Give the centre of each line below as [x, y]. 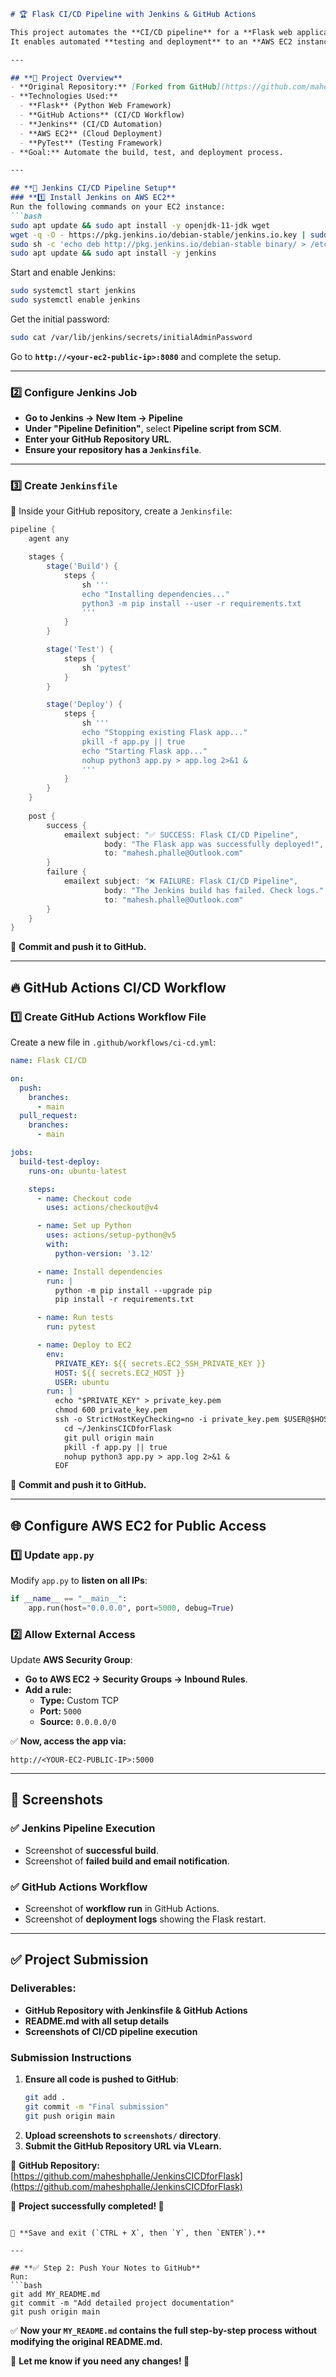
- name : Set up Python [84, 1226]
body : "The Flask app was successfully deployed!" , [214, 844]
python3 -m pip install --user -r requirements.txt [191, 603]
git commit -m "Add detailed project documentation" [122, 2303]
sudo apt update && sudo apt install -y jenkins [113, 253]
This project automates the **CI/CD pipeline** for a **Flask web [151, 32]
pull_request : [48, 1116]
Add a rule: [48, 1690]
